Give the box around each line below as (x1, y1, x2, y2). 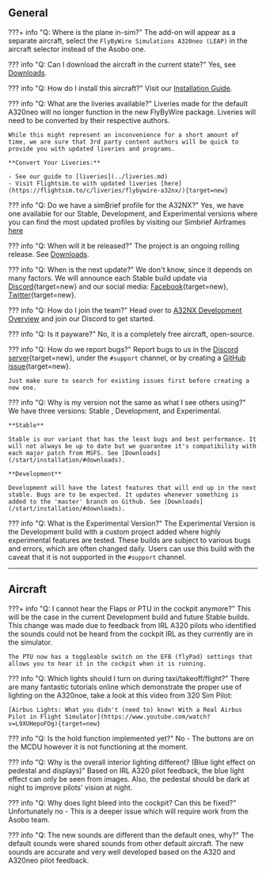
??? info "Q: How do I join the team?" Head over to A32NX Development (8, 305, 242, 315)
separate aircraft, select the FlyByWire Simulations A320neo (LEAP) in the (8, 36, 248, 45)
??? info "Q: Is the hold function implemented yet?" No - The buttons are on (8, 733, 255, 743)
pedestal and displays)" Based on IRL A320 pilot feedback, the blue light (8, 765, 245, 775)
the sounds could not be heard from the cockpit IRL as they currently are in (8, 629, 253, 638)
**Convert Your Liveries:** (8, 159, 101, 167)
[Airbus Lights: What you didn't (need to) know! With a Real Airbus (8, 706, 243, 714)
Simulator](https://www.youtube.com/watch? (64, 713, 211, 721)
